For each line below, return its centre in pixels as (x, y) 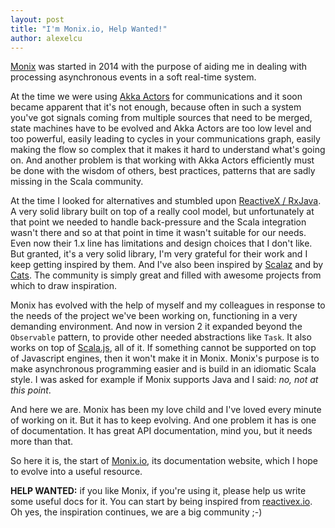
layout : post (37, 19)
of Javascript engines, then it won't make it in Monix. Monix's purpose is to (165, 358)
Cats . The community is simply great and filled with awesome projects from (166, 275)
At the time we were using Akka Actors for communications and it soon (156, 97)
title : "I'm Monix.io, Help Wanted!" (89, 29)
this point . (31, 390)
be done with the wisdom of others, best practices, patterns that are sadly (163, 171)
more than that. (42, 442)
